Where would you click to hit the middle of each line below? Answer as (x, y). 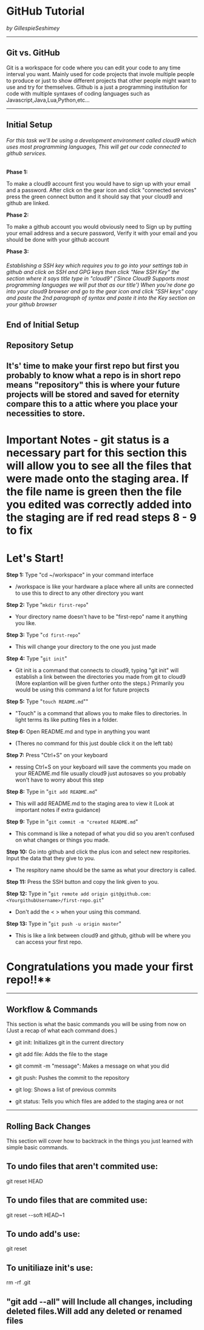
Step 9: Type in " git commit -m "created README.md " (72, 822)
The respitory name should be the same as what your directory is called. (106, 870)
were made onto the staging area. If (98, 478)
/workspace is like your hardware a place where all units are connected (104, 587)
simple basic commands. (37, 1147)
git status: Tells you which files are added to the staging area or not (99, 1101)
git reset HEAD (25, 1181)
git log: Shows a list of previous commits (66, 1090)
